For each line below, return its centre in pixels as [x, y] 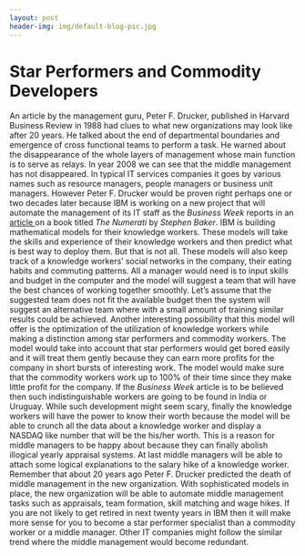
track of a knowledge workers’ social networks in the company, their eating [151, 262]
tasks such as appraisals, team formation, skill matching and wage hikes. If [150, 503]
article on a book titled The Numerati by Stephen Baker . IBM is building [142, 222]
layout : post [34, 18]
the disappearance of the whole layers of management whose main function [152, 155]
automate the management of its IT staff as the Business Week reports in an [152, 213]
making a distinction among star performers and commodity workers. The [148, 339]
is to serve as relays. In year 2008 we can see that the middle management [150, 164]
